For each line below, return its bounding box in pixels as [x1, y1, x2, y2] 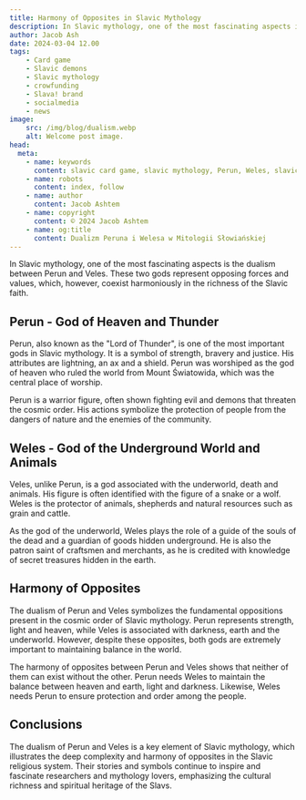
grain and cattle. [9, 508, 71, 518]
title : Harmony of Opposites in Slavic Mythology [9, 13, 202, 23]
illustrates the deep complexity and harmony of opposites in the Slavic [9, 751, 273, 762]
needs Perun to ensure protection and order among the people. [9, 690, 248, 702]
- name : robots [25, 174, 84, 183]
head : [9, 140, 30, 149]
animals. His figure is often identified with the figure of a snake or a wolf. [9, 488, 281, 499]
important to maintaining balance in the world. [9, 643, 182, 654]
